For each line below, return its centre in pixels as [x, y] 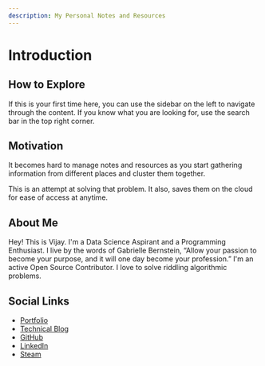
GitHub [32, 337]
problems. [25, 276]
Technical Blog [44, 329]
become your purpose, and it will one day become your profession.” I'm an [131, 259]
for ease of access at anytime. [58, 197]
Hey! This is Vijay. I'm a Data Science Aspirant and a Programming [117, 242]
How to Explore [47, 85]
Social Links [39, 301]
